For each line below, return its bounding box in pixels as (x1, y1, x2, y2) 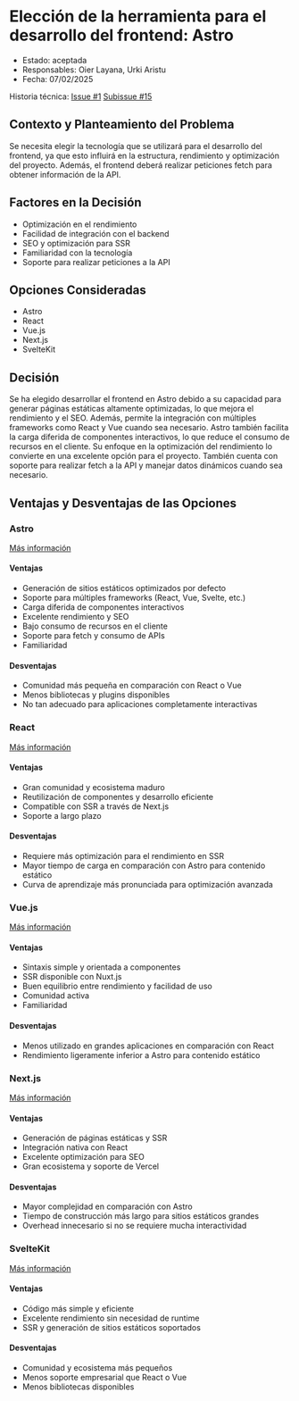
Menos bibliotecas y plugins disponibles (21, 689, 170, 700)
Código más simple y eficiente (21, 1303, 134, 1313)
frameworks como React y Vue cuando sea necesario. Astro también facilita (9, 422, 289, 433)
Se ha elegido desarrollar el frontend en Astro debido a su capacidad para (9, 394, 282, 404)
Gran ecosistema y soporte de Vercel (21, 1161, 159, 1172)
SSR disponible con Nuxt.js (21, 972, 122, 982)
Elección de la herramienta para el (9, 6, 267, 27)
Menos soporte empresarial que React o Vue (21, 1372, 187, 1383)
